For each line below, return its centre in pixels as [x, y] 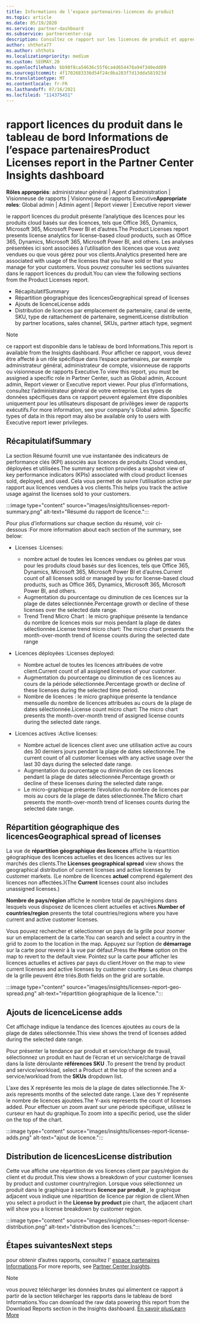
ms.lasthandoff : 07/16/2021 [41, 90]
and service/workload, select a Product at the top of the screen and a [91, 1070]
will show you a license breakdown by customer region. [74, 1209]
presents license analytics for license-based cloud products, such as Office [99, 235]
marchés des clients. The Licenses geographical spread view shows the [95, 863]
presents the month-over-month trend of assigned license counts [104, 715]
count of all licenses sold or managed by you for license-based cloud [109, 578]
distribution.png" [27, 1227]
